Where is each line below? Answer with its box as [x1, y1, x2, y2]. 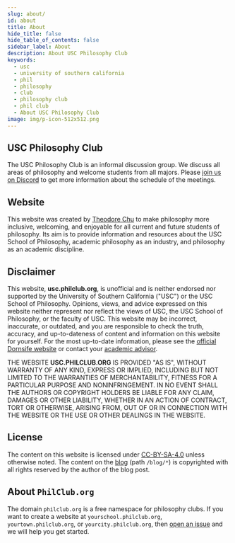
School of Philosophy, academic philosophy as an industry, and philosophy [7, 238, 225, 246]
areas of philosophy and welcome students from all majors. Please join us [7, 168, 222, 177]
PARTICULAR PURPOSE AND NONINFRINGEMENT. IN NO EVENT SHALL [7, 381, 219, 389]
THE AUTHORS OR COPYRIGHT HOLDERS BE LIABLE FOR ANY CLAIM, [7, 389, 215, 397]
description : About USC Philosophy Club [7, 50, 128, 57]
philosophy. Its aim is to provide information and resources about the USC [7, 230, 222, 239]
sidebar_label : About [7, 43, 71, 50]
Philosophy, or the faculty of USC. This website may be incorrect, [7, 314, 198, 323]
